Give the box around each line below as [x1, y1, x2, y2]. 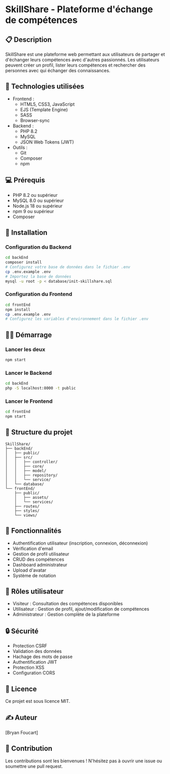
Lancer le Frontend [5, 398, 53, 405]
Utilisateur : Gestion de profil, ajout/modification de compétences [12, 606, 150, 612]
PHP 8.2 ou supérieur [12, 192, 58, 198]
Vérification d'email [12, 545, 53, 551]
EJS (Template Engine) [20, 106, 68, 112]
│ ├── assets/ [14, 495, 49, 500]
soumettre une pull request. [5, 763, 63, 769]
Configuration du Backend [5, 243, 72, 250]
